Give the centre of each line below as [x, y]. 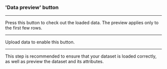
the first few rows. [24, 28]
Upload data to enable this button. [40, 42]
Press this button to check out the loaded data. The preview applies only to [82, 23]
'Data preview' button [32, 7]
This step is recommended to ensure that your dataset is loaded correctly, [81, 56]
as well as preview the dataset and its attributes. [54, 62]
